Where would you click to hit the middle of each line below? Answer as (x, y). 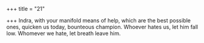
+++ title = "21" (26, 9)
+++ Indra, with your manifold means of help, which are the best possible (99, 20)
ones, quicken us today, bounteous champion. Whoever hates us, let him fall (102, 27)
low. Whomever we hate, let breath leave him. (64, 33)
